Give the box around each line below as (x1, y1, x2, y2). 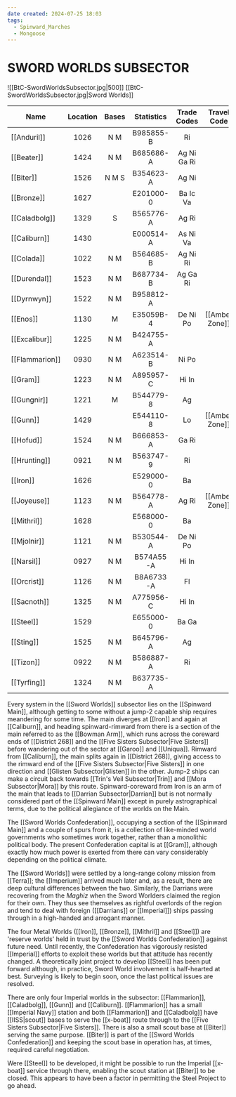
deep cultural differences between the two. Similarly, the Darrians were (7, 884, 214, 893)
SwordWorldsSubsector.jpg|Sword (7, 91, 107, 99)
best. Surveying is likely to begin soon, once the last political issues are (7, 972, 214, 980)
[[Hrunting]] (11, 456, 51, 466)
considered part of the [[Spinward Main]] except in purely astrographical (7, 797, 218, 806)
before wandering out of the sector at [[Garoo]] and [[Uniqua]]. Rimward (7, 745, 217, 754)
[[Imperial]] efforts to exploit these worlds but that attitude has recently (7, 950, 213, 959)
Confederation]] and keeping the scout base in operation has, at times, (7, 1038, 212, 1046)
